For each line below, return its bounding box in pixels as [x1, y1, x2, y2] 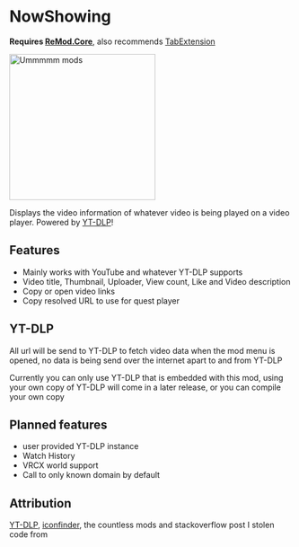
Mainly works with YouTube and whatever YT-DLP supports [22, 267, 243, 278]
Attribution [9, 496, 72, 511]
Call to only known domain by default [22, 470, 160, 481]
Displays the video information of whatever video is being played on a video [9, 207, 290, 217]
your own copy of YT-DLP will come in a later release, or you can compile [9, 382, 281, 393]
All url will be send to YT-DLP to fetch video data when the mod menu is [9, 345, 276, 356]
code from [9, 529, 48, 540]
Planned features [9, 417, 108, 432]
